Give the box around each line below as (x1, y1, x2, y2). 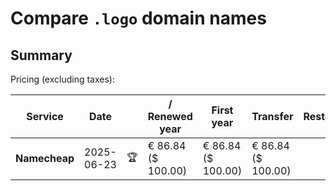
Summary (10, 47, 73, 64)
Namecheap (15, 152, 75, 165)
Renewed (147, 110, 193, 123)
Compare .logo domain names (10, 7, 267, 30)
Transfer (251, 110, 294, 123)
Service (26, 110, 64, 123)
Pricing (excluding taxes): (10, 73, 116, 85)
